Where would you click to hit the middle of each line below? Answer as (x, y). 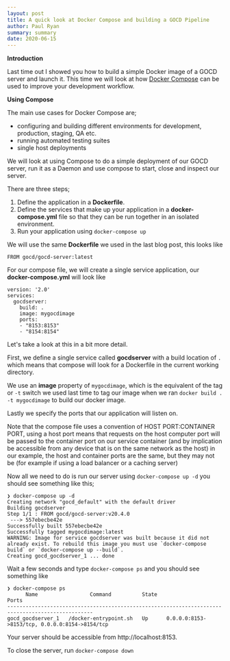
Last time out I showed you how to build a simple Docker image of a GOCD (112, 72)
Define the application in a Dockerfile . (71, 202)
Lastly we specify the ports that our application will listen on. (92, 413)
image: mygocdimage (47, 314)
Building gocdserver (37, 508)
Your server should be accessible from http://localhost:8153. (92, 637)
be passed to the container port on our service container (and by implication (115, 441)
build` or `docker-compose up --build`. (66, 550)
